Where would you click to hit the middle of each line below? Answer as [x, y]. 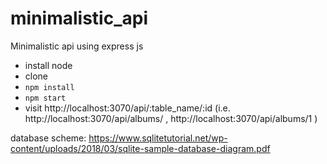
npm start [45, 98]
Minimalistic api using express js [77, 46]
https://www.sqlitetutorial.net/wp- [158, 138]
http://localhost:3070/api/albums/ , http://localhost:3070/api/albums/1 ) [171, 118]
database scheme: [48, 138]
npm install [49, 87]
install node [48, 65]
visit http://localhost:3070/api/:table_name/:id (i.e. [127, 108]
